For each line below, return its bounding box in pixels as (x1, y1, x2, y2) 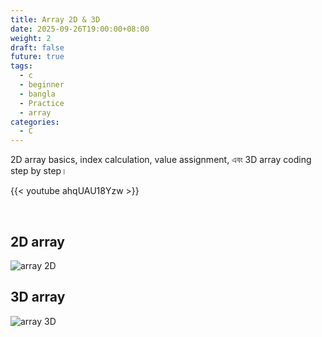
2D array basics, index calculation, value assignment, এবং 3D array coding (10, 154, 312, 166)
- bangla (19, 89, 56, 99)
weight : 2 (10, 33, 52, 43)
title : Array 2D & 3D (10, 14, 101, 25)
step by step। (10, 165, 68, 177)
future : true (10, 52, 65, 62)
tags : (10, 61, 33, 71)
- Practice (19, 98, 65, 108)
